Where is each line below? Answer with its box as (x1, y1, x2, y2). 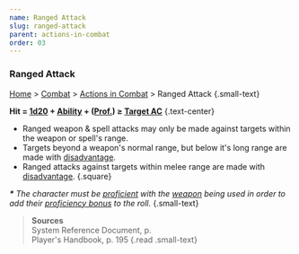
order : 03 (9, 38, 47, 48)
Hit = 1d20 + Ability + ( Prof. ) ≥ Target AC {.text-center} (9, 105, 215, 117)
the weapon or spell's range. (22, 132, 128, 144)
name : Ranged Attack (9, 13, 87, 22)
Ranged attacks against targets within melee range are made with (22, 161, 266, 171)
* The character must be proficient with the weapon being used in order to (9, 188, 286, 198)
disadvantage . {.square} (22, 171, 112, 181)
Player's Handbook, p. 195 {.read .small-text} (31, 234, 198, 245)
